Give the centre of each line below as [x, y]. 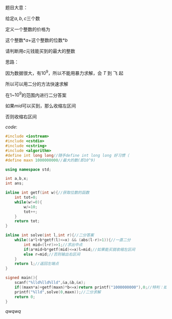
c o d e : [12, 127]
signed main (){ [21, 278]
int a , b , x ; [17, 179]
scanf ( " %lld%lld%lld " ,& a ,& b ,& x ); [50, 283]
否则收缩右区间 [21, 117]
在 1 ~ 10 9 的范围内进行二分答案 [36, 95]
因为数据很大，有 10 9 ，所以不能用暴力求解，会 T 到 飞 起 [64, 72]
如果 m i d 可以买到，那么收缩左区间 [41, 106]
